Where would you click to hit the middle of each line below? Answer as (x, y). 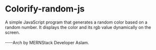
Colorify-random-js (45, 9)
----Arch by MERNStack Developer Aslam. (47, 42)
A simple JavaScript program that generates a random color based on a (76, 22)
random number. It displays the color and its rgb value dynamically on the (78, 27)
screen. (13, 32)
